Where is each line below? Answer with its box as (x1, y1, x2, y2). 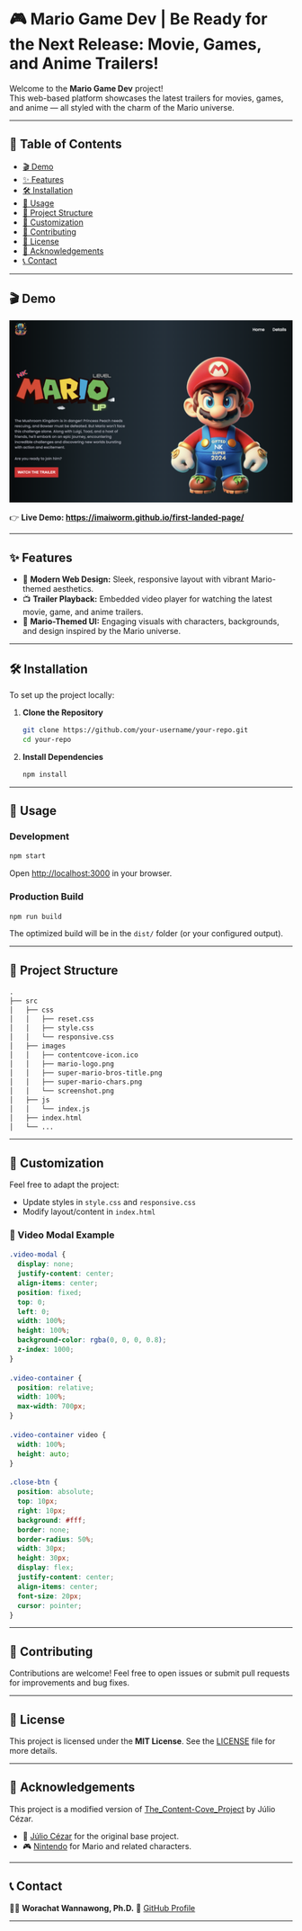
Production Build (9, 890, 84, 903)
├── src (9, 997, 39, 1006)
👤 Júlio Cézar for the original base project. (22, 1830, 180, 1841)
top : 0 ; (17, 1298, 47, 1307)
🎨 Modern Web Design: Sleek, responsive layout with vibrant (22, 574, 250, 585)
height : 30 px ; (17, 1554, 70, 1563)
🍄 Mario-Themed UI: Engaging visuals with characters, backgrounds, (22, 616, 280, 627)
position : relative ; (17, 1383, 94, 1392)
